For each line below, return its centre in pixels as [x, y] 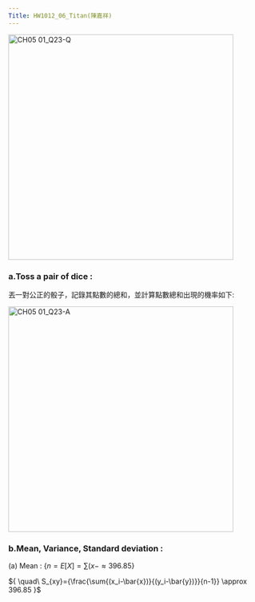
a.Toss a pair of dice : [51, 276]
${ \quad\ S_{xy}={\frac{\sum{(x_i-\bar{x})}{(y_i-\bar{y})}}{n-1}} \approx [128, 581]
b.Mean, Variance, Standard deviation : [86, 548]
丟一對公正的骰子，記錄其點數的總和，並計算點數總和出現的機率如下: [122, 294]
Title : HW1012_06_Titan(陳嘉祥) [60, 16]
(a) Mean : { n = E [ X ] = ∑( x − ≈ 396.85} [72, 566]
